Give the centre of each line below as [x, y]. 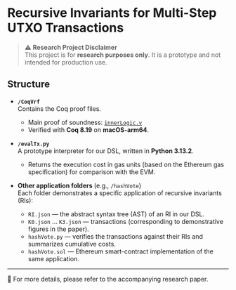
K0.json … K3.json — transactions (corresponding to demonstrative [125, 221]
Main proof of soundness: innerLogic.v [85, 122]
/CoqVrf [28, 102]
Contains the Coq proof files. [59, 108]
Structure [29, 85]
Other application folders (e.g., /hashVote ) [79, 185]
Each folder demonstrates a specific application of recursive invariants [120, 193]
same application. [53, 258]
